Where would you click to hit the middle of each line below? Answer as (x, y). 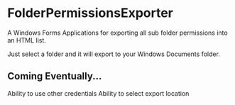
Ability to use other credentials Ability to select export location (98, 93)
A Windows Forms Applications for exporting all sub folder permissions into (118, 33)
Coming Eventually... (55, 76)
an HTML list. (27, 40)
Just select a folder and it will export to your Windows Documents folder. (114, 54)
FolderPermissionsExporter (91, 13)
